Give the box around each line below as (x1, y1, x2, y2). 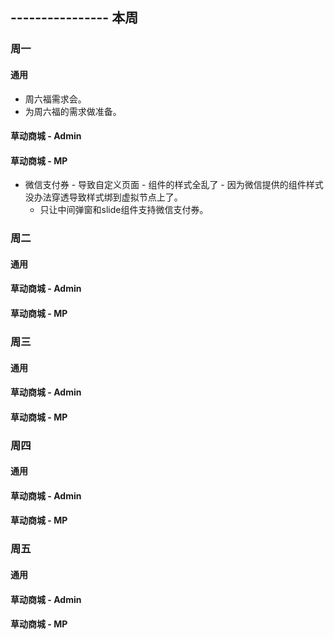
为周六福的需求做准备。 (24, 105, 122, 117)
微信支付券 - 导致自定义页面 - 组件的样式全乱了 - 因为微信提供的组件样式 (24, 179, 324, 191)
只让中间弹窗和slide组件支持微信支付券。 (39, 204, 209, 216)
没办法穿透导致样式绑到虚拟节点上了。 (24, 191, 183, 203)
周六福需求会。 (24, 93, 87, 105)
